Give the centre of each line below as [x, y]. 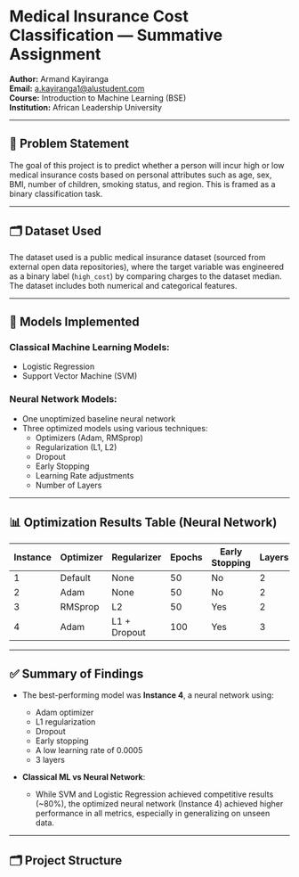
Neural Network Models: [63, 399]
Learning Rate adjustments [85, 475]
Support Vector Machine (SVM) [80, 376]
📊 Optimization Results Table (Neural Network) [143, 522]
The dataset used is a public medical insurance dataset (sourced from [137, 257]
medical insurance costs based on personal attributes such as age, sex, [141, 175]
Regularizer [136, 557]
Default [75, 578]
